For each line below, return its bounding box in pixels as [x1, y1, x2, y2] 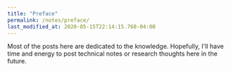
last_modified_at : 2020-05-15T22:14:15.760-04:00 [7, 23, 156, 30]
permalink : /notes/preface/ [7, 17, 90, 24]
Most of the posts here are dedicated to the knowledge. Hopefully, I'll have [7, 42, 224, 51]
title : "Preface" [7, 10, 58, 17]
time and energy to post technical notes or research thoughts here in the [7, 49, 218, 58]
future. [7, 57, 27, 65]
